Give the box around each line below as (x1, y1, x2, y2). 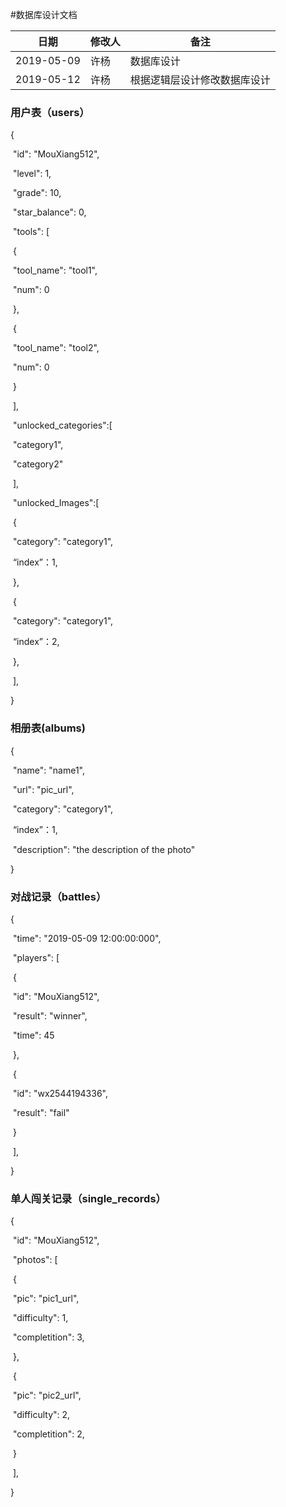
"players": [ (12, 951, 60, 963)
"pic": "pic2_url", (12, 1389, 82, 1402)
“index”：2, (12, 636, 60, 648)
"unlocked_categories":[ (12, 419, 113, 432)
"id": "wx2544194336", (12, 1087, 108, 1099)
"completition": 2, (12, 1428, 85, 1440)
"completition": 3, (12, 1331, 85, 1343)
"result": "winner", (12, 1009, 88, 1022)
